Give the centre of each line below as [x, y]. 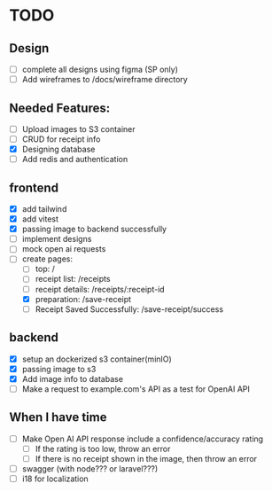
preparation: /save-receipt [83, 299]
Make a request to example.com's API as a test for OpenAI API [136, 389]
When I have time [58, 417]
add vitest [40, 219]
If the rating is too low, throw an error [103, 448]
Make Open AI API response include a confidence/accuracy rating [143, 439]
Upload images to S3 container [78, 129]
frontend [34, 187]
